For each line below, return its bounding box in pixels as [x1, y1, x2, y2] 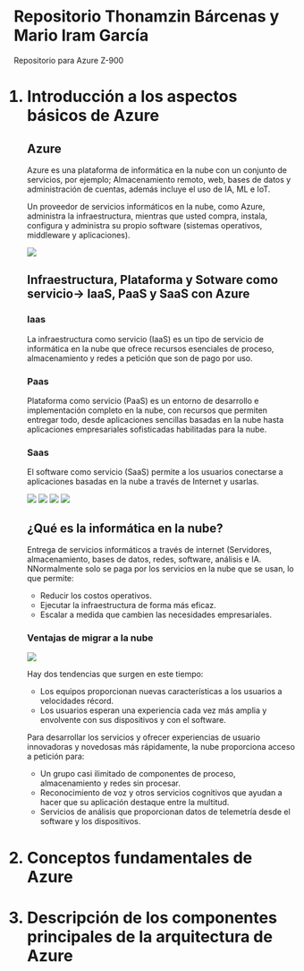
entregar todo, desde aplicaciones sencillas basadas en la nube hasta [26, 414, 284, 425]
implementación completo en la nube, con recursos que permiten [26, 405, 268, 416]
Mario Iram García [13, 25, 149, 46]
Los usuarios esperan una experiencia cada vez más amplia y [39, 705, 267, 716]
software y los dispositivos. [39, 816, 141, 827]
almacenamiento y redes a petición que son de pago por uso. [26, 352, 253, 364]
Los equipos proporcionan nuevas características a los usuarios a [39, 686, 283, 697]
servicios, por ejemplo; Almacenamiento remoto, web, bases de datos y [26, 174, 291, 185]
